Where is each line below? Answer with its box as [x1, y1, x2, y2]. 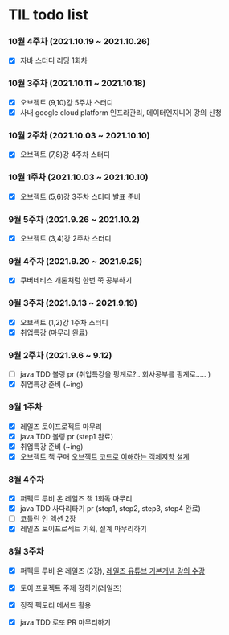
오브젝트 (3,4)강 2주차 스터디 [19, 233, 112, 243]
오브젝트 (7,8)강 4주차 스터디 [19, 150, 111, 159]
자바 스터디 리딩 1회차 [19, 56, 88, 65]
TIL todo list [8, 6, 88, 24]
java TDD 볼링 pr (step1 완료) [19, 431, 114, 441]
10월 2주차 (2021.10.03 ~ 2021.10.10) [8, 130, 150, 141]
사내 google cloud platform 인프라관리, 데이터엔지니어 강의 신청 [19, 107, 223, 118]
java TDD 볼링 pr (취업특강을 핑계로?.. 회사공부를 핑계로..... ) [19, 369, 211, 379]
